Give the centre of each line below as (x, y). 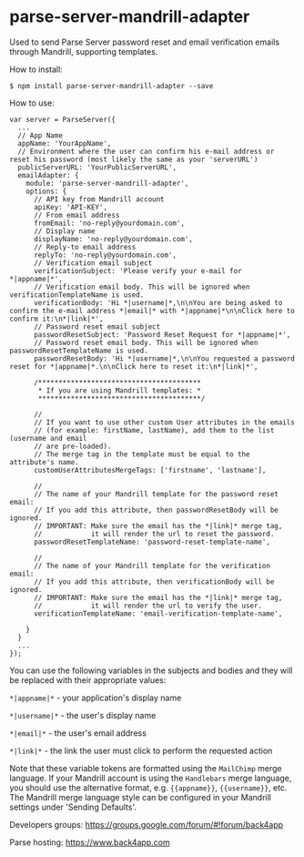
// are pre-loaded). (72, 446)
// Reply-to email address (85, 247)
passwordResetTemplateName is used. (79, 351)
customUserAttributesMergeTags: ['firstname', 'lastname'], (150, 470)
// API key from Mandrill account (99, 199)
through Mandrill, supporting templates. (84, 51)
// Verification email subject (93, 263)
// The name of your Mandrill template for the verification (152, 566)
